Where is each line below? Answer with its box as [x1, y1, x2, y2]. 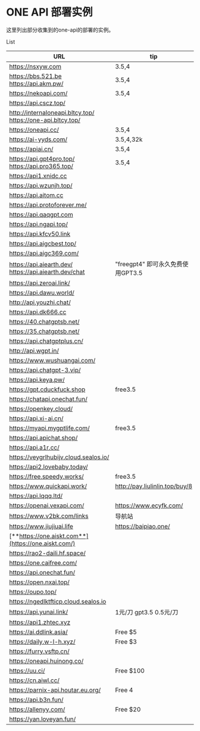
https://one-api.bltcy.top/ [9, 115, 81, 124]
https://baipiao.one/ [115, 522, 171, 530]
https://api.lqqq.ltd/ [9, 492, 63, 500]
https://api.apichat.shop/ [9, 433, 78, 442]
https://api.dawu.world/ [9, 288, 74, 296]
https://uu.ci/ [9, 666, 45, 674]
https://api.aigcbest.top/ [9, 239, 77, 248]
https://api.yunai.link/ [9, 608, 68, 616]
